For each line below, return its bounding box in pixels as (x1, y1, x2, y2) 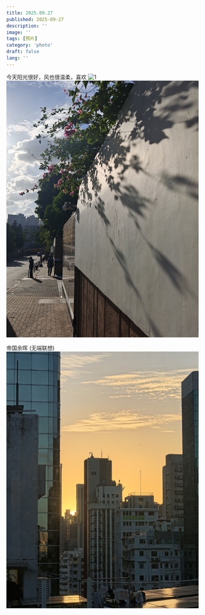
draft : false (6, 49, 40, 55)
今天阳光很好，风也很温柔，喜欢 (6, 73, 87, 81)
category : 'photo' (6, 42, 53, 48)
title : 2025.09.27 (6, 10, 53, 16)
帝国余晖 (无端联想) (6, 344, 55, 352)
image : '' (6, 29, 32, 35)
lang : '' (6, 55, 29, 61)
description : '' (6, 23, 48, 29)
